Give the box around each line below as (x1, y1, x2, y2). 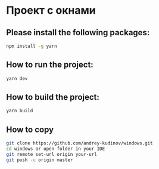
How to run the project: (6, 60, 93, 70)
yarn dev (6, 75, 28, 81)
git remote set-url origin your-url (6, 151, 97, 157)
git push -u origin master (6, 156, 73, 163)
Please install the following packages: (6, 27, 150, 38)
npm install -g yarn (6, 43, 58, 49)
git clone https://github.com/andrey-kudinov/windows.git (6, 140, 153, 146)
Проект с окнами (6, 4, 96, 17)
